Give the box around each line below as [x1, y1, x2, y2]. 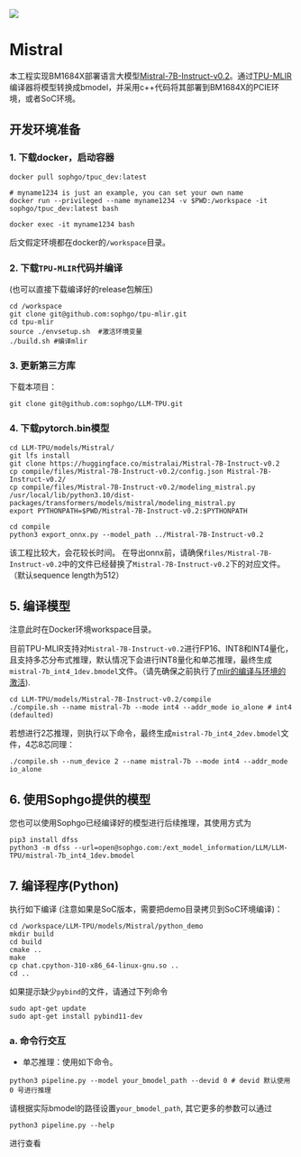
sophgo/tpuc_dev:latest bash [9, 204, 119, 213]
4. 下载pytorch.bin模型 [9, 422, 110, 435]
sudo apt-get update [9, 1004, 87, 1013]
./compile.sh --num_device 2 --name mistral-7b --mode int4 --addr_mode [9, 757, 288, 766]
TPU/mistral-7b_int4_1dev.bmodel [9, 851, 135, 861]
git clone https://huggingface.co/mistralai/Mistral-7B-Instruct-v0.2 [9, 458, 280, 468]
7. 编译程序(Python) [9, 878, 120, 893]
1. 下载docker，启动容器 [9, 152, 114, 164]
